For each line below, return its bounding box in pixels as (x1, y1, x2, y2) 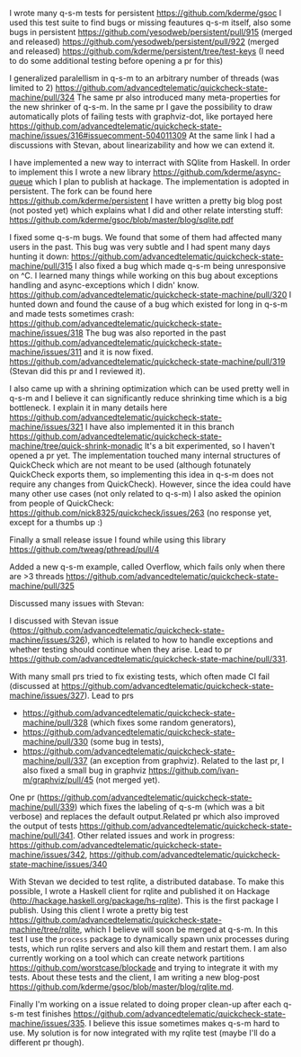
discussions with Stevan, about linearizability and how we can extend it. (9, 139, 276, 150)
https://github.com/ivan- (147, 765, 240, 775)
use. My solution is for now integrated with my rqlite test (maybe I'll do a (9, 1027, 277, 1038)
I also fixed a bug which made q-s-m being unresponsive (75, 261, 286, 271)
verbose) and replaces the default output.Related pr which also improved (9, 811, 280, 821)
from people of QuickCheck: (9, 498, 114, 508)
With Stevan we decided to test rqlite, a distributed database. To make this (9, 876, 285, 887)
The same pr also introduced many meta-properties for (75, 92, 281, 103)
